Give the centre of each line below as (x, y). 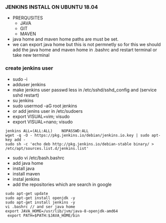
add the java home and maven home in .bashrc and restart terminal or (85, 50)
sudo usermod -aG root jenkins (45, 106)
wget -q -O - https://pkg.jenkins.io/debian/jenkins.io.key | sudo (77, 135)
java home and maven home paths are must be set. (66, 39)
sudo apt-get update (27, 193)
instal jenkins (26, 179)
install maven (26, 173)
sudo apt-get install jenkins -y (40, 202)
